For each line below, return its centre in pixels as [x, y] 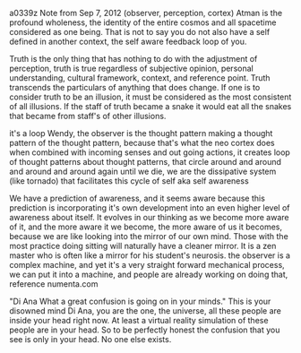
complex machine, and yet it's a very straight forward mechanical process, [147, 265]
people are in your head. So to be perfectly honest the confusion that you [145, 330]
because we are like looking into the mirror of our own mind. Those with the [149, 236]
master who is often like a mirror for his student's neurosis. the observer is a [150, 255]
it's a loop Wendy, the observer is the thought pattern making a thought [141, 133]
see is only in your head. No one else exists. [90, 339]
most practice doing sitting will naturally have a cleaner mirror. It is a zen [143, 246]
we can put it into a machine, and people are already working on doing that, [149, 274]
